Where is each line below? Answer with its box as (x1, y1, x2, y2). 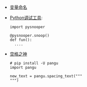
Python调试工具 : (9, 15, 43, 21)
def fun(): (9, 37, 32, 42)
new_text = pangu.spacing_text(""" (9, 74, 83, 79)
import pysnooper (9, 25, 45, 29)
